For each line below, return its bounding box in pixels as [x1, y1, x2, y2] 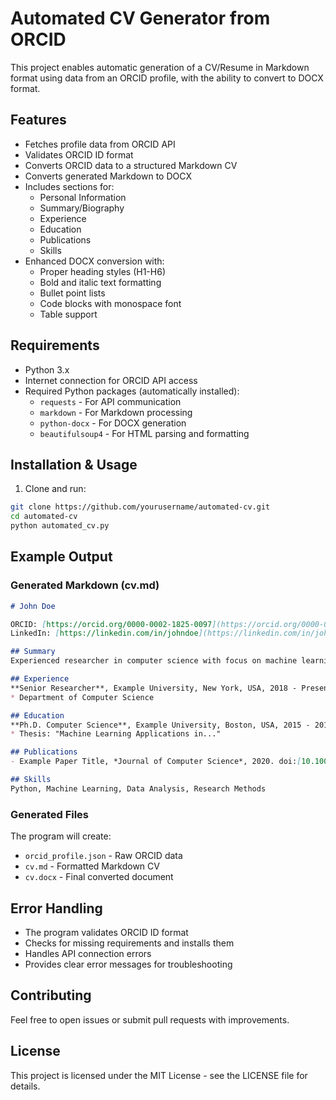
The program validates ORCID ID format [24, 926, 189, 938]
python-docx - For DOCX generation [39, 417, 187, 429]
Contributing [10, 987, 92, 1004]
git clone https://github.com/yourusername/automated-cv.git [10, 502, 271, 512]
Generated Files [10, 807, 90, 821]
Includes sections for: [24, 180, 115, 192]
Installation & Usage [10, 456, 138, 473]
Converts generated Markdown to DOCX [24, 170, 192, 182]
